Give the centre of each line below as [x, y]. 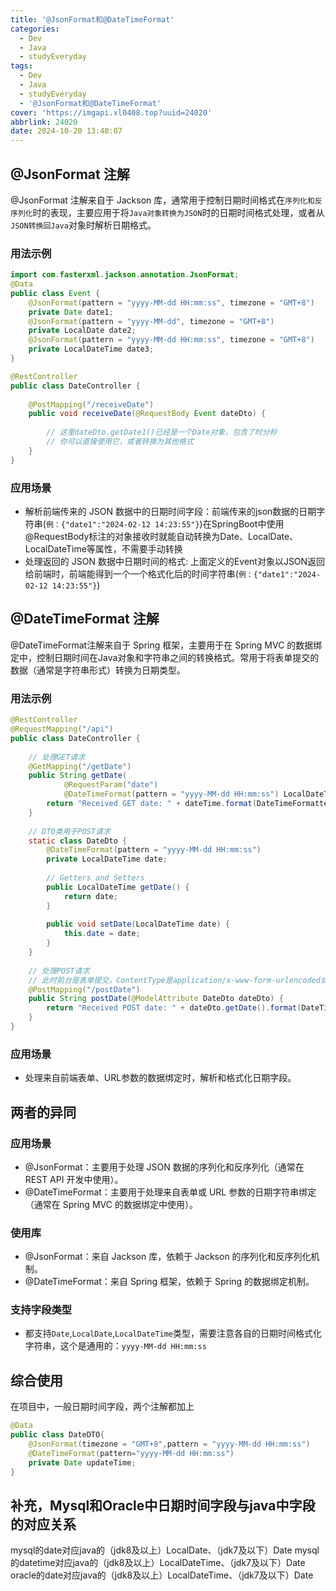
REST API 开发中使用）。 [74, 1179]
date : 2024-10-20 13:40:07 [66, 131]
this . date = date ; [102, 934]
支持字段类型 [41, 1310]
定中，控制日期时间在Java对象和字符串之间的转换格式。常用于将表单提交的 [165, 657]
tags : [21, 66]
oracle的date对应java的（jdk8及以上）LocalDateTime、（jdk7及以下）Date [162, 1575]
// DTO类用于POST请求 [69, 831]
